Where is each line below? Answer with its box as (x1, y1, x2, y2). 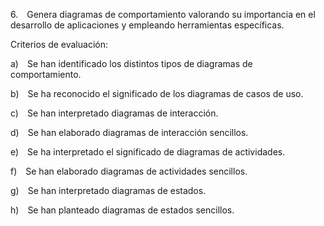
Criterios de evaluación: (10, 39, 108, 50)
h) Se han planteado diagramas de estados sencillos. (10, 204, 235, 216)
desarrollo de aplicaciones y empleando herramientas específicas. (10, 19, 285, 31)
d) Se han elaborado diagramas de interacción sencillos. (10, 127, 249, 138)
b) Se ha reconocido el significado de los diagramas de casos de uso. (10, 88, 304, 99)
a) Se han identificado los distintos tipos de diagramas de (10, 58, 253, 69)
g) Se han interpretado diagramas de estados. (10, 185, 207, 196)
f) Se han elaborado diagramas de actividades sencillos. (10, 165, 248, 177)
